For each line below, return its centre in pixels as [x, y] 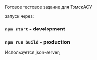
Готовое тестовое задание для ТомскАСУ [48, 7]
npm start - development [35, 29]
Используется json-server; [33, 52]
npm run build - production [37, 42]
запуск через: [20, 16]
